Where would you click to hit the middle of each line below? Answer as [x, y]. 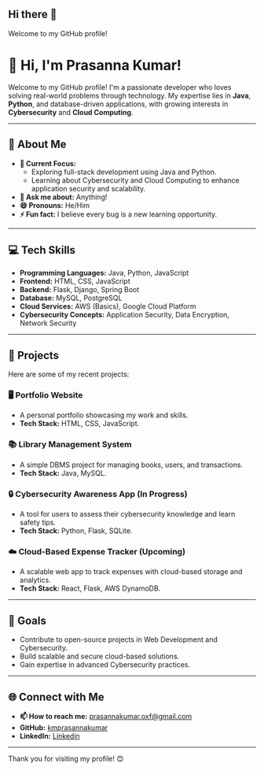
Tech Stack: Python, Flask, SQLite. [76, 531]
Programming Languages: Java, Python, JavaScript [104, 273]
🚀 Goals [27, 620]
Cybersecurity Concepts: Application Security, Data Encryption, [125, 315]
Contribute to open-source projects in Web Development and [118, 639]
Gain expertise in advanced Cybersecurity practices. [105, 665]
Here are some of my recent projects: [69, 374]
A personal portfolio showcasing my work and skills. [104, 415]
